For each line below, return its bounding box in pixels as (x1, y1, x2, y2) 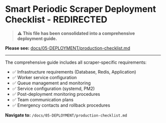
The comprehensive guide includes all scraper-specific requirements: (5, 59, 147, 65)
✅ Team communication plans (12, 96, 74, 102)
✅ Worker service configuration (12, 74, 77, 80)
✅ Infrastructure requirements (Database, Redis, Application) (12, 69, 136, 75)
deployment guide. (17, 36, 57, 41)
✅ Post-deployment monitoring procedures (12, 91, 100, 97)
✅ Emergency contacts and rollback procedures (12, 102, 110, 108)
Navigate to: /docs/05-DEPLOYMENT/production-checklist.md (5, 112, 127, 118)
